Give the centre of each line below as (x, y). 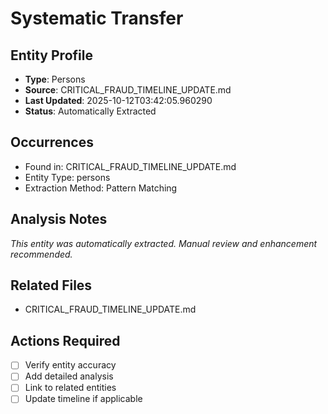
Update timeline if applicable (83, 399)
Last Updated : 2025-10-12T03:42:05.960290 (118, 100)
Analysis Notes (59, 219)
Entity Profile (51, 55)
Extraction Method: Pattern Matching (101, 188)
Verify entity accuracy (70, 365)
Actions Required (65, 340)
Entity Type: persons (67, 177)
